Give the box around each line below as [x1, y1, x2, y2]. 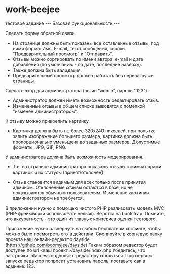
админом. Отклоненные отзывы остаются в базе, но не [12, 184, 133, 190]
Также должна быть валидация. [12, 67, 82, 73]
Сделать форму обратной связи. [5, 30, 76, 36]
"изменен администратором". [12, 108, 78, 114]
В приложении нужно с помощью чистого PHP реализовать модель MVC [5, 204, 164, 211]
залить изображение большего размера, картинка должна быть [12, 133, 153, 139]
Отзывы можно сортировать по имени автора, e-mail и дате [12, 56, 143, 62]
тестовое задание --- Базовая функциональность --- [5, 20, 120, 26]
